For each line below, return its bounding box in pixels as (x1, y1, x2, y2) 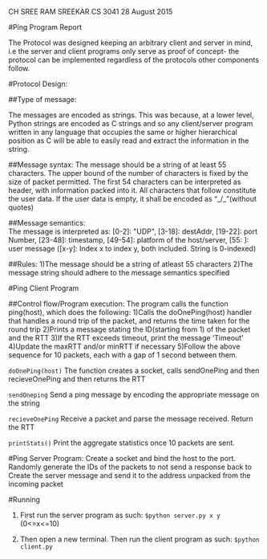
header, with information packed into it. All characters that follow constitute (8, 186, 257, 195)
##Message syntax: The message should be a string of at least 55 (8, 160, 227, 169)
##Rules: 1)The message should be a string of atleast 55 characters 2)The (8, 259, 253, 268)
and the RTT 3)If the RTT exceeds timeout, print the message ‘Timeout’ (8, 333, 244, 342)
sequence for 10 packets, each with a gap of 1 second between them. (8, 350, 238, 360)
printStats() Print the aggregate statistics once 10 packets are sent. (8, 438, 235, 447)
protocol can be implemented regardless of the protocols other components (8, 55, 259, 64)
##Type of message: (8, 95, 77, 104)
